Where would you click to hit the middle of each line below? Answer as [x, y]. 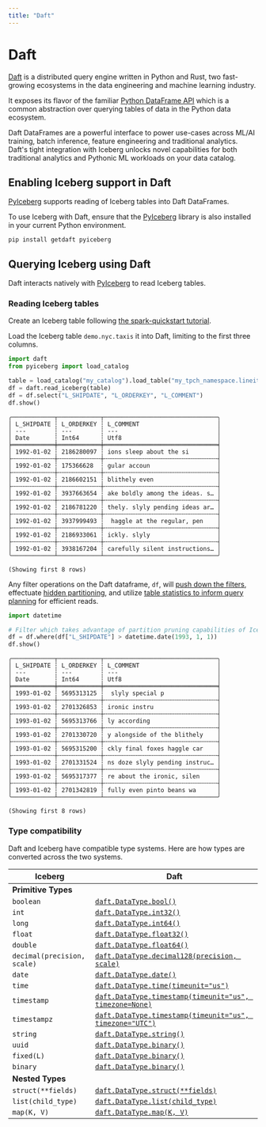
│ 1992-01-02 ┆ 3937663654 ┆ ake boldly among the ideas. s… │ [115, 493]
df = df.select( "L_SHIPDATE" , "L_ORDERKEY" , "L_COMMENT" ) [106, 395]
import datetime [35, 615]
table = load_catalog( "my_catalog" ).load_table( [90, 381]
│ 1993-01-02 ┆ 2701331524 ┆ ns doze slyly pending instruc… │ [115, 763]
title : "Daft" [32, 15]
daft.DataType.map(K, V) [141, 1112]
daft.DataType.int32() [137, 912]
